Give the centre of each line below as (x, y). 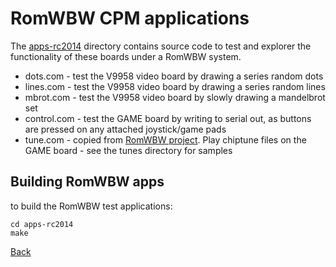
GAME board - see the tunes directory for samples (128, 150)
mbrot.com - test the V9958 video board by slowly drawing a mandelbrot (175, 97)
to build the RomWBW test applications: (91, 206)
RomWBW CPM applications (130, 18)
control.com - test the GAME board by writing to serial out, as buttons (168, 118)
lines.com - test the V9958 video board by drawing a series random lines (175, 86)
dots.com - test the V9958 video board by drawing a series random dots (174, 76)
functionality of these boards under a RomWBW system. (126, 56)
